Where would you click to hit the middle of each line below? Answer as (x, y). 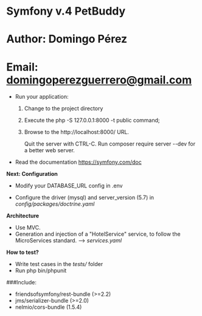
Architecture (23, 216)
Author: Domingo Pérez (67, 39)
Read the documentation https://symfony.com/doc (78, 162)
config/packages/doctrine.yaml (55, 204)
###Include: (22, 283)
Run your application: (42, 97)
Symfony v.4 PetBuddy (66, 11)
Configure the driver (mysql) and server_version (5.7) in (84, 198)
